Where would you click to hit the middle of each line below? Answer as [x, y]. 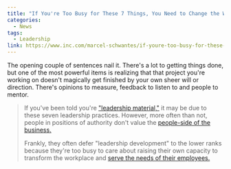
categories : [24, 20]
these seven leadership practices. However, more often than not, [115, 115]
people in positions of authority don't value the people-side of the [117, 122]
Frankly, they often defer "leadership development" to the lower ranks [123, 143]
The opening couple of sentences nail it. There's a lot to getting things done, [115, 65]
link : [15, 46]
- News [23, 26]
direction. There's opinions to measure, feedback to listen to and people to [113, 87]
